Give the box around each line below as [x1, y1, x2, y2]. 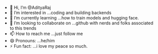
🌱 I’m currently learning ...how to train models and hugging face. [9, 15, 139, 20]
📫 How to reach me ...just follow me [9, 31, 83, 36]
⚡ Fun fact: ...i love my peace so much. [9, 43, 88, 49]
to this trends [9, 25, 37, 31]
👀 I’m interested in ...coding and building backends [9, 10, 112, 16]
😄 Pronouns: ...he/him [9, 38, 55, 43]
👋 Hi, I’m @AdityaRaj [9, 5, 51, 10]
